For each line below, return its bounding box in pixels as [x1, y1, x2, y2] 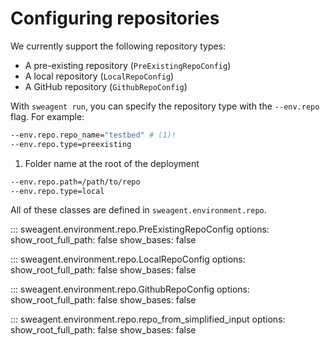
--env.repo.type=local [10, 186, 105, 196]
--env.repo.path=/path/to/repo [10, 177, 141, 187]
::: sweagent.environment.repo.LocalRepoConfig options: [10, 253, 246, 266]
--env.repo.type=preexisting [10, 139, 132, 149]
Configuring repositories [10, 7, 220, 30]
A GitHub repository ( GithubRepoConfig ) [24, 80, 188, 92]
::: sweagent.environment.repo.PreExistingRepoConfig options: [10, 223, 270, 236]
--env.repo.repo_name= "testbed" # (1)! [10, 130, 177, 140]
